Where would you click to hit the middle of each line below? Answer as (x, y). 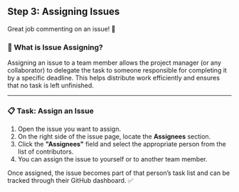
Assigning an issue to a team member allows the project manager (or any (115, 63)
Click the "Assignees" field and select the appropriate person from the (122, 144)
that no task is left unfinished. (51, 85)
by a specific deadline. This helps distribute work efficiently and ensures (114, 78)
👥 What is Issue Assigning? (55, 47)
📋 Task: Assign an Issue (51, 111)
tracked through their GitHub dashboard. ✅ (70, 181)
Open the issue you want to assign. (69, 129)
